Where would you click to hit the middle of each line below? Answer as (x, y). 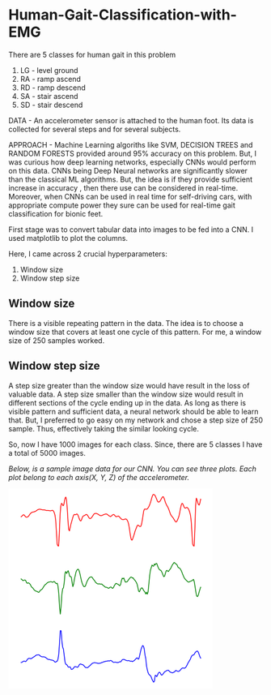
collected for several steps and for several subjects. (95, 129)
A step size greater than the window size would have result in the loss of (129, 385)
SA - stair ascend (49, 96)
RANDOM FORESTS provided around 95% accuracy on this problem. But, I (133, 153)
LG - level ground (49, 70)
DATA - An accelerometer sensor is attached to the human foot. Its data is (131, 120)
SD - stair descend (51, 105)
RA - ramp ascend (50, 79)
